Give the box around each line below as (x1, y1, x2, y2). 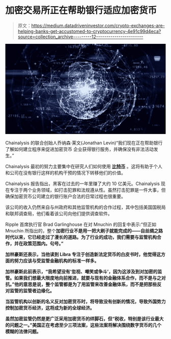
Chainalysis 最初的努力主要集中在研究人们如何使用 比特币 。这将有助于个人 (5, 164, 163, 170)
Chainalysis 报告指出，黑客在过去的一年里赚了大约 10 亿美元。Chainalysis (5, 180, 160, 187)
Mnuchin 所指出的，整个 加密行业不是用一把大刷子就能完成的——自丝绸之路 (5, 228, 163, 234)
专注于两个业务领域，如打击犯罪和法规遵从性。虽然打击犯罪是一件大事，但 (9, 187, 166, 193)
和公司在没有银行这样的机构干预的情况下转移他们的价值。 (5, 170, 126, 176)
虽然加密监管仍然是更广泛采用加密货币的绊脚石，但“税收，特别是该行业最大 (5, 316, 164, 322)
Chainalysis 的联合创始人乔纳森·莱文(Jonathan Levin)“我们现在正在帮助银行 (5, 140, 163, 146)
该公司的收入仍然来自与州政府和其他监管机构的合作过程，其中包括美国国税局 (5, 204, 166, 211)
